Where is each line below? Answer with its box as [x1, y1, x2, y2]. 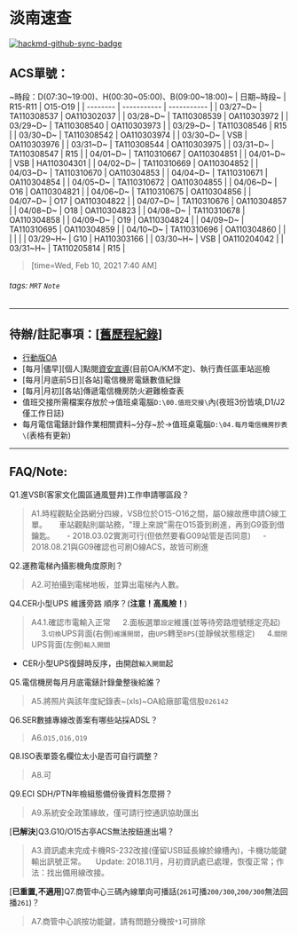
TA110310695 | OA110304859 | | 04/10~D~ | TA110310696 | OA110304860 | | [9, 224, 286, 234]
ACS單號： [9, 66, 69, 81]
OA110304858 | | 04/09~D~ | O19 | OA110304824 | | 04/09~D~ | [9, 214, 245, 225]
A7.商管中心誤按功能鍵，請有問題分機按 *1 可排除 [30, 915, 206, 926]
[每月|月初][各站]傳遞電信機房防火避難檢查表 [21, 385, 184, 396]
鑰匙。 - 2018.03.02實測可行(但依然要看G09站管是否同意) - [30, 530, 267, 541]
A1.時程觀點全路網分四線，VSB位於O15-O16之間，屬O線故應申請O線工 [30, 508, 287, 519]
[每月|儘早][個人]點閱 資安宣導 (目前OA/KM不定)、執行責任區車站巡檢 [21, 363, 271, 374]
